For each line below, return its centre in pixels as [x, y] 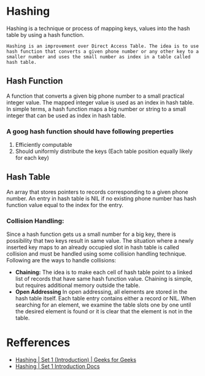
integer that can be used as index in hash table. [66, 116]
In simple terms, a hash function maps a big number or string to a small [96, 109]
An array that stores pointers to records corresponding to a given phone [97, 192]
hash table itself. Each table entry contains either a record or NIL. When [106, 299]
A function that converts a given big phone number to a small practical [95, 96]
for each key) [32, 158]
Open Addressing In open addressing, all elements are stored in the [101, 292]
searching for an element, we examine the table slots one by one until [103, 305]
